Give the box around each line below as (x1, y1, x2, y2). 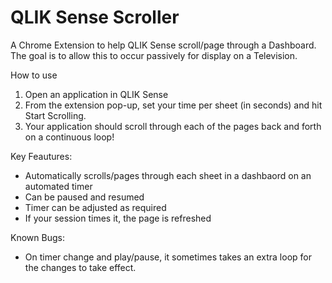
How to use (10, 69, 58, 81)
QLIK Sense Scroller (10, 6, 180, 29)
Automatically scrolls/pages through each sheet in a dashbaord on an (24, 169, 312, 181)
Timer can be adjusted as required (24, 201, 167, 213)
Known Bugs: (10, 231, 65, 243)
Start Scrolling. (24, 109, 87, 121)
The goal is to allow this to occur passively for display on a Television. (10, 49, 298, 61)
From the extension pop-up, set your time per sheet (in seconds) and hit (24, 99, 323, 111)
